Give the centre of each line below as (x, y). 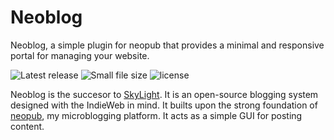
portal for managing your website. (80, 55)
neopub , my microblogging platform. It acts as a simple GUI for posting (156, 115)
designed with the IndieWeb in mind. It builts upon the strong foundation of (164, 105)
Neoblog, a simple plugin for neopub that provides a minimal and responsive (167, 45)
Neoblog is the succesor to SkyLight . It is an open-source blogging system (164, 94)
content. (27, 126)
